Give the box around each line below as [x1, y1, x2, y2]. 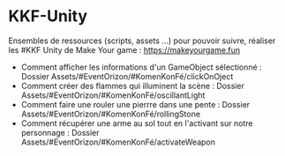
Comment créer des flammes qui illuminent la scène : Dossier [20, 80, 244, 91]
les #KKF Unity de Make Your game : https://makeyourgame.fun [8, 44, 241, 55]
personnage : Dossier [20, 127, 100, 137]
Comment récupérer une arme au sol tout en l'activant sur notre [20, 117, 253, 129]
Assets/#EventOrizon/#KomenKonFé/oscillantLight [20, 90, 206, 100]
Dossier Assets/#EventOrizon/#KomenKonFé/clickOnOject [20, 71, 234, 81]
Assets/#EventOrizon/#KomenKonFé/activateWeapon [20, 137, 216, 147]
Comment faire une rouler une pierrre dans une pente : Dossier [20, 99, 251, 109]
